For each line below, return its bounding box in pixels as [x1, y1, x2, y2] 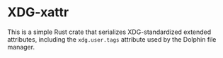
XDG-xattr [7, 4, 69, 21]
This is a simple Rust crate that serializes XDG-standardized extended [7, 28, 212, 36]
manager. [7, 42, 35, 51]
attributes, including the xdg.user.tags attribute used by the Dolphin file [7, 35, 217, 43]
